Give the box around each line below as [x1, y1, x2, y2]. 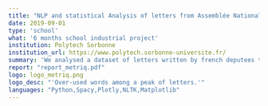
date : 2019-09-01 [8, 19, 66, 27]
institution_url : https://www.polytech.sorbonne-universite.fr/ [8, 49, 227, 57]
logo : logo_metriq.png [8, 71, 84, 79]
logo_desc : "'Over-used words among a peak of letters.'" [8, 78, 205, 86]
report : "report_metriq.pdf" [8, 64, 105, 72]
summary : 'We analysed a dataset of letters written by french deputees [8, 57, 255, 65]
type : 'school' [8, 26, 59, 34]
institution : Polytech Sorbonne [8, 41, 116, 49]
